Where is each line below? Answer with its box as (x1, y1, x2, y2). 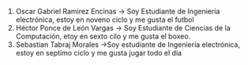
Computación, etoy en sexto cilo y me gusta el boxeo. (15, 31, 191, 41)
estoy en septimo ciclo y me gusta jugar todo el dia (15, 49, 182, 57)
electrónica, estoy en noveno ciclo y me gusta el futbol (15, 15, 195, 24)
